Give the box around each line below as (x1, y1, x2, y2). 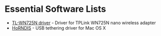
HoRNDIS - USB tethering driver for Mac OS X (11, 25, 106, 31)
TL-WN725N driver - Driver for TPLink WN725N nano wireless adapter (11, 20, 156, 26)
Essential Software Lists (4, 3, 106, 15)
